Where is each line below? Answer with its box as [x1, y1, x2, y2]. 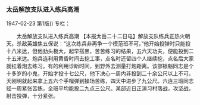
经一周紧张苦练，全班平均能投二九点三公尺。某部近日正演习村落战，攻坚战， [6, 85, 194, 92]
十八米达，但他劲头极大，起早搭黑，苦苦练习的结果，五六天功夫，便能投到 [6, 48, 189, 55]
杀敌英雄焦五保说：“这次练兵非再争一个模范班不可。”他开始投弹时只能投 [16, 40, 191, 47]
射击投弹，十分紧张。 [6, 92, 58, 100]
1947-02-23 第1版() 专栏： [6, 20, 71, 27]
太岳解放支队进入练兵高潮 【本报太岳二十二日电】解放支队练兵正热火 [16, 33, 185, 40]
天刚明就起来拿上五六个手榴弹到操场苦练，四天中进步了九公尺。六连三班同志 [6, 78, 194, 85]
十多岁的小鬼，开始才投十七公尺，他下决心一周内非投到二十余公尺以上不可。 [6, 70, 194, 77]
